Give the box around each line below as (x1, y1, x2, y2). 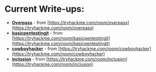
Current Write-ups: (4, 3, 85, 15)
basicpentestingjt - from (11, 30, 63, 36)
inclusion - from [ (11, 56, 48, 62)
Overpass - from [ (11, 20, 49, 25)
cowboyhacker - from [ (11, 46, 60, 51)
